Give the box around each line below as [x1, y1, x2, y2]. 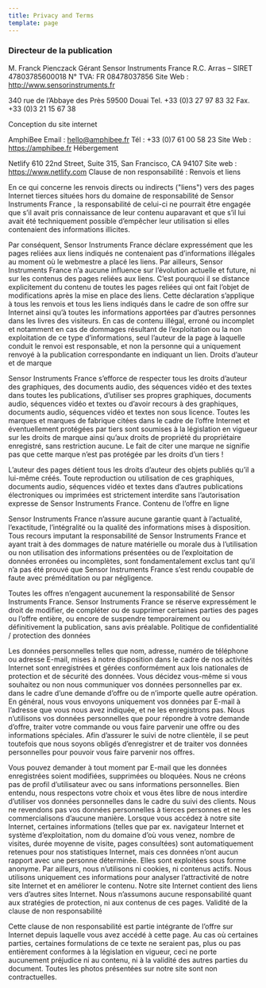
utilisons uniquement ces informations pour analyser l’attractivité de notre [8, 872, 249, 882]
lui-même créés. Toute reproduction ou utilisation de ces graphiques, [8, 473, 234, 483]
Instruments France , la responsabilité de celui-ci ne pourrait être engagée [8, 199, 252, 209]
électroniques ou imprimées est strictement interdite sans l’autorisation [8, 490, 241, 500]
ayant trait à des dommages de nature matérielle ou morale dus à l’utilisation [8, 539, 258, 549]
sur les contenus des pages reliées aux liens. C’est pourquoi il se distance [8, 273, 250, 283]
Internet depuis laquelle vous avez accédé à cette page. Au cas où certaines [8, 930, 259, 940]
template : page [8, 19, 59, 27]
